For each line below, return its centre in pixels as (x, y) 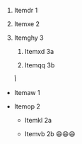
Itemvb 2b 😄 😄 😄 (50, 134)
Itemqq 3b (40, 65)
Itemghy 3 (29, 38)
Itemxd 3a (39, 51)
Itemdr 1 (26, 10)
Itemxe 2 (27, 24)
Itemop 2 (27, 106)
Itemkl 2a (38, 120)
